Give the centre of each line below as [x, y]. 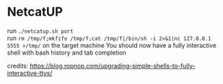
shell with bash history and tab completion [67, 53]
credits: [18, 66]
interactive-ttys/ [30, 73]
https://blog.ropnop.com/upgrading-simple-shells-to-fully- [113, 66]
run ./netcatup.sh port [40, 31]
